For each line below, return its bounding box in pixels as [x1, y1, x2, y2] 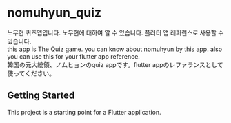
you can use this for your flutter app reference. [7, 52, 140, 60]
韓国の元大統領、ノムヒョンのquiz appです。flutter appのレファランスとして [7, 60, 224, 68]
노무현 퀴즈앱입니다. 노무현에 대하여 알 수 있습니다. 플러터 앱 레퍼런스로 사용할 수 [7, 28, 224, 37]
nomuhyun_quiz [7, 5, 102, 21]
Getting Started [7, 90, 75, 102]
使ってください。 [7, 69, 55, 77]
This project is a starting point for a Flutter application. [7, 108, 161, 116]
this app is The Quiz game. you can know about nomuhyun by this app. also [7, 45, 223, 53]
